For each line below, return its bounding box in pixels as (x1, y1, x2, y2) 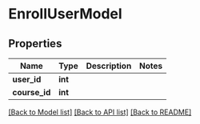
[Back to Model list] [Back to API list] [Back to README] (8, 107, 192, 117)
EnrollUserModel (8, 5, 122, 23)
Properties (8, 37, 62, 50)
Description (86, 61, 132, 71)
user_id (12, 74, 42, 85)
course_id (12, 87, 51, 98)
